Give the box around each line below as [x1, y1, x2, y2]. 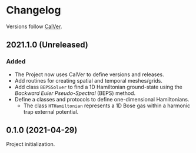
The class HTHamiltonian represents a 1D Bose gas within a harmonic [23, 102, 190, 109]
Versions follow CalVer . [6, 23, 62, 30]
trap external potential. [23, 108, 79, 115]
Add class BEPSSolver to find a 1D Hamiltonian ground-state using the [14, 83, 182, 90]
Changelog [6, 4, 61, 17]
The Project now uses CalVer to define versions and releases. [14, 71, 165, 78]
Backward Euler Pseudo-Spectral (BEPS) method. [14, 89, 136, 97]
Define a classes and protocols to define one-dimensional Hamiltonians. [14, 96, 190, 103]
